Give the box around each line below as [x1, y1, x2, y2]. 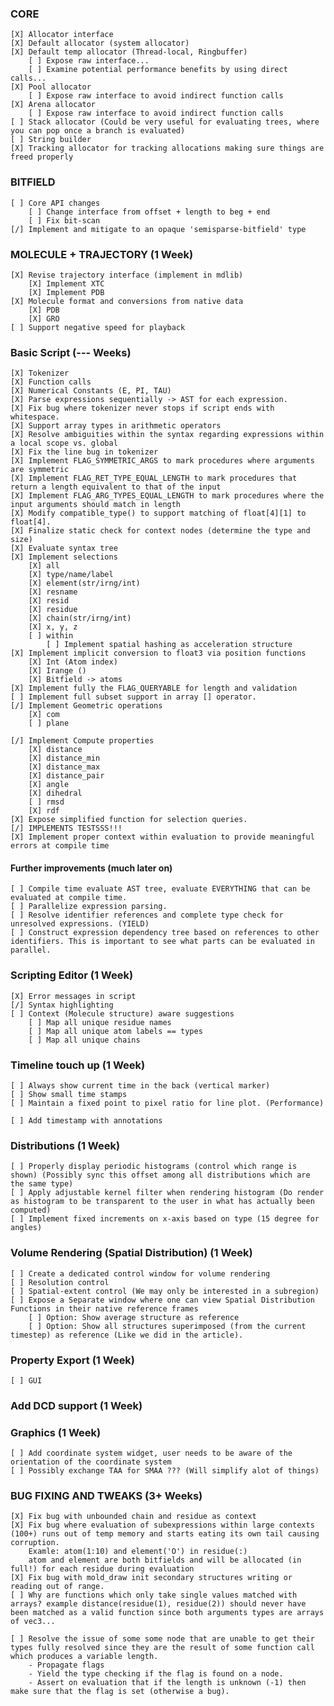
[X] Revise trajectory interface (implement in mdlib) [10, 270, 244, 280]
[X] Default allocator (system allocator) [10, 38, 190, 49]
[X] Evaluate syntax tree [10, 543, 118, 554]
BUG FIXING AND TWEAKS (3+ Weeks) [10, 1489, 203, 1503]
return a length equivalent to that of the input [10, 482, 222, 492]
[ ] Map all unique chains [28, 1035, 141, 1045]
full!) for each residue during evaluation [10, 1564, 195, 1574]
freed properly [10, 152, 74, 162]
